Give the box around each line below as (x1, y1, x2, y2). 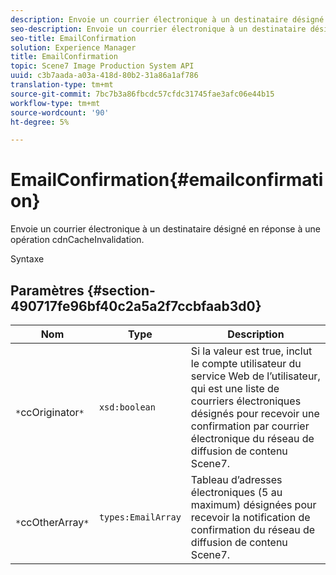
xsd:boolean (98, 402, 156, 413)
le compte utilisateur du (190, 357, 302, 370)
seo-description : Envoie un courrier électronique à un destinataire (10, 24, 307, 34)
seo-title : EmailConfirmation (10, 33, 137, 43)
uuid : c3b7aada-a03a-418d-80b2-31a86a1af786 (10, 71, 199, 81)
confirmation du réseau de (190, 523, 316, 536)
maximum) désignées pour (190, 498, 317, 511)
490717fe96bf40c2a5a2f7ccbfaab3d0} (10, 297, 262, 315)
